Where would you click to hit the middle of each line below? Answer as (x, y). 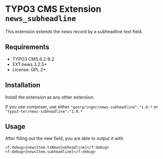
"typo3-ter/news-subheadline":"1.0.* (44, 111)
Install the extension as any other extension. (50, 97)
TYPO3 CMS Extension (53, 9)
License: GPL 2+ (29, 69)
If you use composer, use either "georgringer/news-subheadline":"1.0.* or (81, 106)
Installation (23, 85)
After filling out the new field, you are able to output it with (64, 138)
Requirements (27, 47)
